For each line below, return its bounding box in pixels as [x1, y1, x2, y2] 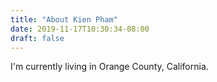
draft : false [10, 33, 65, 43]
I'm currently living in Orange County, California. [10, 61, 209, 73]
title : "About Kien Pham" [10, 14, 118, 25]
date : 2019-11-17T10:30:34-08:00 [10, 24, 150, 34]
